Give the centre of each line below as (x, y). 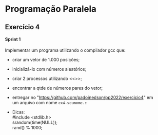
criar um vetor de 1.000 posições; (46, 59)
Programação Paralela (51, 9)
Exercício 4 (22, 27)
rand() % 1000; (27, 127)
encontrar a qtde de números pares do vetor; (57, 88)
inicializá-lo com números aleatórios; (49, 69)
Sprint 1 (13, 39)
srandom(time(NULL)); (35, 122)
